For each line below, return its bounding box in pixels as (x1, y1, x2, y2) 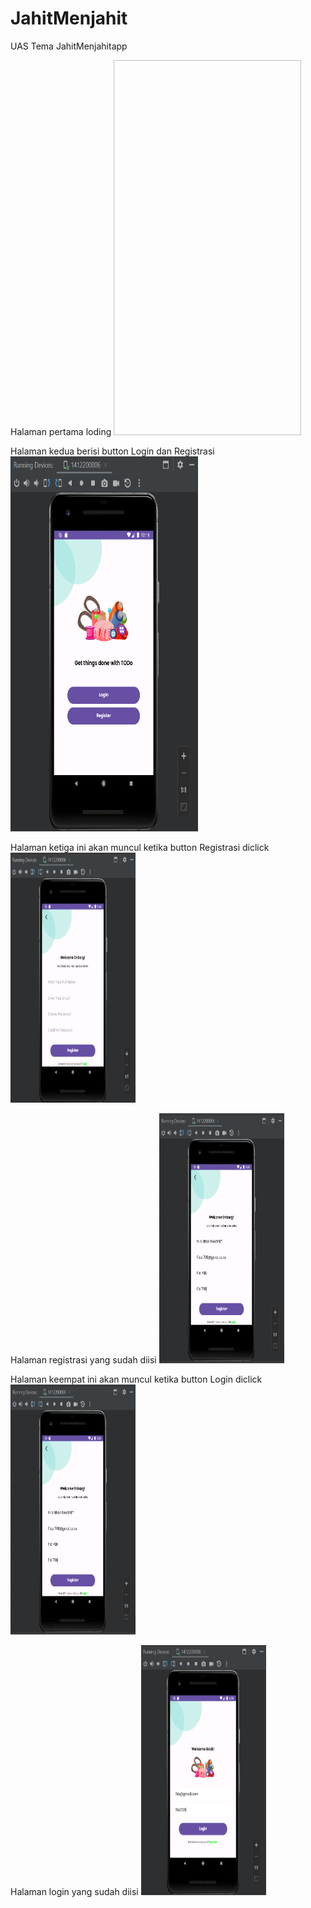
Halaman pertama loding (10, 425, 112, 437)
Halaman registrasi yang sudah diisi (10, 1353, 157, 1366)
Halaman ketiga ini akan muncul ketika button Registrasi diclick (10, 841, 270, 853)
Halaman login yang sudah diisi (10, 1885, 139, 1897)
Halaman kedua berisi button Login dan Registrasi (10, 445, 215, 457)
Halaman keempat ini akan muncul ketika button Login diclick (10, 1373, 263, 1385)
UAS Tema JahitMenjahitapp (10, 40, 128, 52)
